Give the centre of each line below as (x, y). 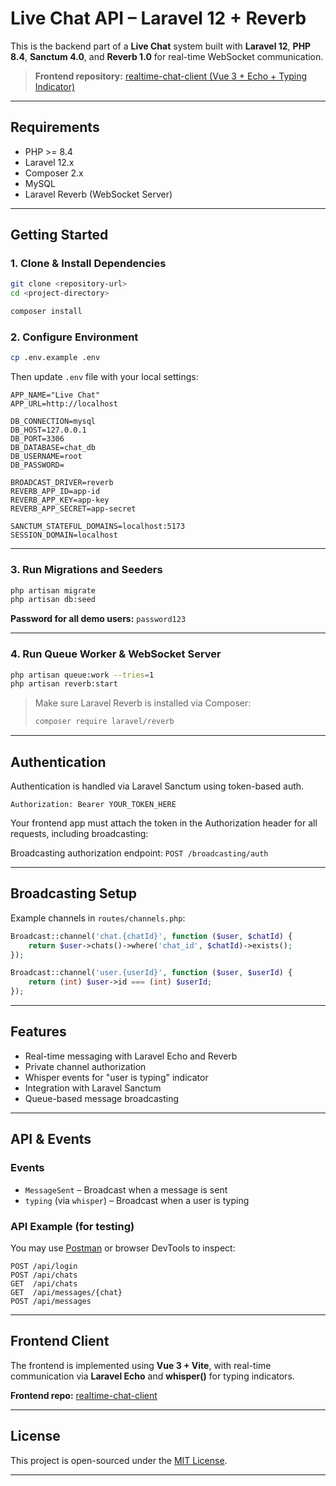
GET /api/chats (44, 1283)
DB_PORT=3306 (37, 439)
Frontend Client (60, 1341)
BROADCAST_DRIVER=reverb (62, 483)
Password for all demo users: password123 (98, 619)
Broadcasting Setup (73, 893)
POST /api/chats (44, 1275)
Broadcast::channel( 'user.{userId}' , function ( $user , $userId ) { (151, 973)
